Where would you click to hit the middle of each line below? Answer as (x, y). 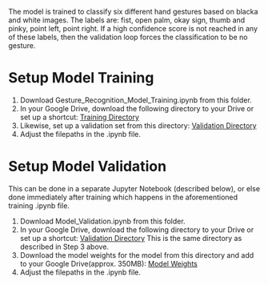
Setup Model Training (81, 78)
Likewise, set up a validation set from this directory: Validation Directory (138, 125)
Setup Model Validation (87, 167)
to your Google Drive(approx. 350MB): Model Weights (108, 263)
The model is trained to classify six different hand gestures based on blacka (133, 12)
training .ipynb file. (39, 205)
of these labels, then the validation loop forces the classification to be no (128, 37)
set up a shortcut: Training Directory (80, 117)
